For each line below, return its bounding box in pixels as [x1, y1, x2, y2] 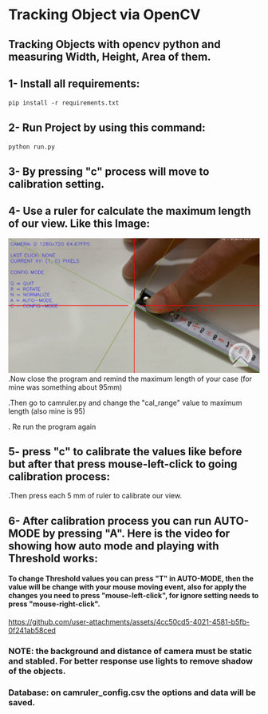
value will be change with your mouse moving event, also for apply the [8, 582, 247, 592]
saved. [8, 696, 36, 708]
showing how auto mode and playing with [8, 539, 219, 553]
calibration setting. [8, 177, 105, 191]
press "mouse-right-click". [8, 599, 100, 609]
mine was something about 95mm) [8, 382, 123, 392]
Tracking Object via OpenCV [8, 6, 201, 24]
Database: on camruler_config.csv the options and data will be [8, 687, 257, 698]
